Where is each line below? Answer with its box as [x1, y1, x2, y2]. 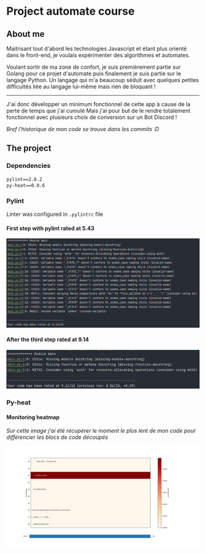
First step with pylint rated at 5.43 [6, 224, 95, 232]
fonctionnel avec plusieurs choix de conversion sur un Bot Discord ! [6, 113, 177, 121]
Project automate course [6, 4, 135, 18]
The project [6, 143, 51, 154]
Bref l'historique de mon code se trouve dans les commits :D [6, 126, 159, 132]
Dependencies [6, 161, 51, 170]
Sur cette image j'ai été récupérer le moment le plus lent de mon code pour [6, 427, 196, 435]
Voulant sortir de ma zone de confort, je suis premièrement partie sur [6, 63, 181, 71]
